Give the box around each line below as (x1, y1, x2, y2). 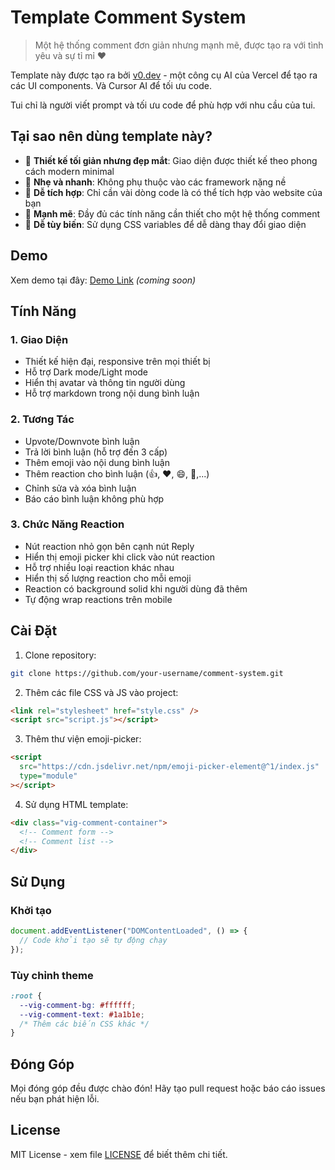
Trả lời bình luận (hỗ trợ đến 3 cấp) (24, 446, 168, 458)
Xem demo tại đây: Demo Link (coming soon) (10, 274, 197, 286)
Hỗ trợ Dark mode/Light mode (24, 366, 149, 378)
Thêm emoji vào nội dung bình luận (24, 456, 170, 468)
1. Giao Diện (10, 332, 69, 346)
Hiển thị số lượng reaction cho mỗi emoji (24, 572, 192, 584)
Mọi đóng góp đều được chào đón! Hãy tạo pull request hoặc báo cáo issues (10, 1082, 326, 1095)
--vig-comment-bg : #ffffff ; (19, 1000, 137, 1010)
